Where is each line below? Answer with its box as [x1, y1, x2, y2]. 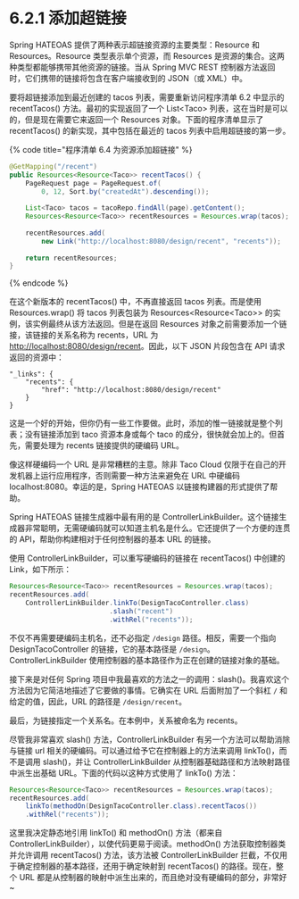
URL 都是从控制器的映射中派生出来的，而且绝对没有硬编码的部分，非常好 [19, 872, 287, 883]
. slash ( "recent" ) [108, 606, 174, 616]
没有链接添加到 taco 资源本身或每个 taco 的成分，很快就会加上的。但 [24, 429, 278, 440]
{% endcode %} [9, 278, 69, 288]
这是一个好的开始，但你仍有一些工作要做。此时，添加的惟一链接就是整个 [9, 418, 275, 429]
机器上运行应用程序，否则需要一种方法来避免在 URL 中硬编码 [16, 470, 241, 481]
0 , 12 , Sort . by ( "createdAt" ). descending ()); [41, 187, 210, 196]
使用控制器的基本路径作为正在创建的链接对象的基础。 [88, 654, 285, 665]
